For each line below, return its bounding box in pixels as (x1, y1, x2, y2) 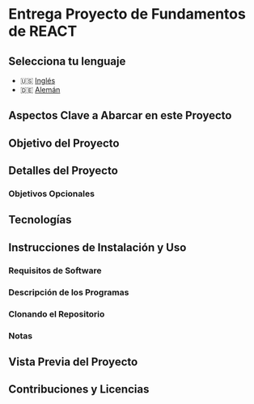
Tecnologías (8, 213, 72, 227)
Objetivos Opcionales (8, 188, 95, 199)
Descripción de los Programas (8, 287, 129, 298)
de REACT (8, 22, 78, 40)
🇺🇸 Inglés (19, 76, 56, 85)
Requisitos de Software (8, 265, 102, 276)
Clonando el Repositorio (8, 308, 105, 320)
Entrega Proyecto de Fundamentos (8, 5, 247, 23)
